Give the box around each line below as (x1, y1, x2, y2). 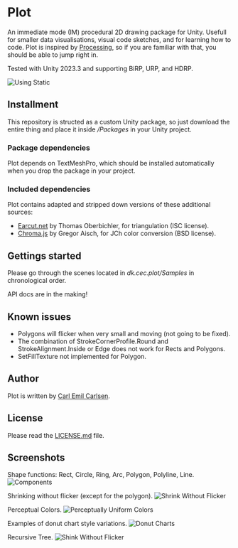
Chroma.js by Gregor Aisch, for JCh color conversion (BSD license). (17, 229, 217, 238)
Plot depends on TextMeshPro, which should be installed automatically (7, 159, 215, 168)
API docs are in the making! (7, 290, 88, 299)
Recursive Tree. (7, 533, 53, 542)
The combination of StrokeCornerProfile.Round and (17, 337, 169, 345)
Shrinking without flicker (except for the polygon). (7, 492, 153, 500)
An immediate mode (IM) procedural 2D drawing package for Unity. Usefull (7, 28, 227, 36)
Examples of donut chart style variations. (7, 520, 128, 528)
